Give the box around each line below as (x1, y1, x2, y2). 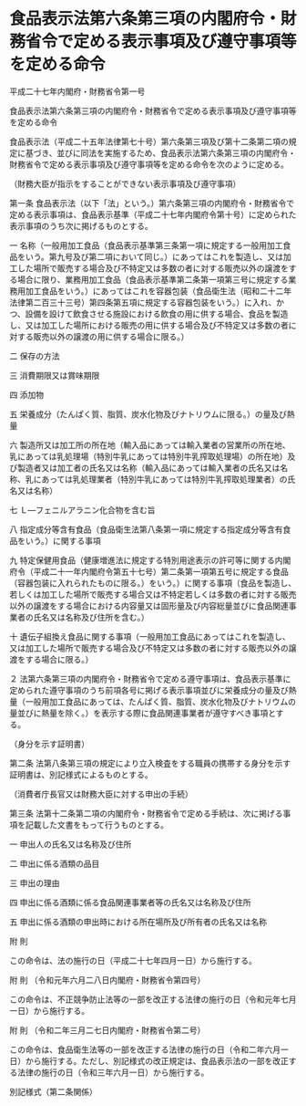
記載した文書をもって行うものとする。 (25, 819, 168, 830)
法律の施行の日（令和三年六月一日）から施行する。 (16, 1067, 209, 1078)
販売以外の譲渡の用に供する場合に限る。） (33, 330, 189, 342)
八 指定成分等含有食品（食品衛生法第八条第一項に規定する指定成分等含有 (9, 524, 283, 535)
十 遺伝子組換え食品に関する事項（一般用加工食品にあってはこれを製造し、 (9, 631, 291, 642)
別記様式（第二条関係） (9, 1086, 97, 1097)
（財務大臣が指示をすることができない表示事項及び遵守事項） (9, 178, 241, 189)
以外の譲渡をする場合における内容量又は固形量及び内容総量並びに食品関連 (9, 600, 289, 611)
